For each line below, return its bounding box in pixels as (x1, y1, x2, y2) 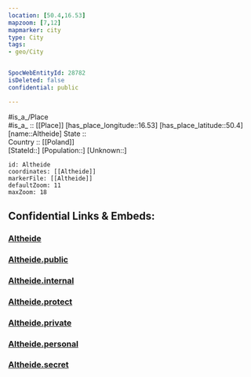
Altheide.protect (8, 296, 73, 307)
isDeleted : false (8, 76, 65, 84)
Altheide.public (8, 254, 69, 265)
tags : (8, 41, 26, 49)
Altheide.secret (8, 359, 69, 370)
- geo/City (8, 48, 44, 56)
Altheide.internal (8, 275, 75, 286)
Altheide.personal (8, 339, 78, 350)
